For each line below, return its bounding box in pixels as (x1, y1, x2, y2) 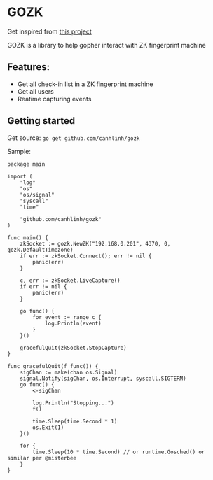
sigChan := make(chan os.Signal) (20, 369, 118, 376)
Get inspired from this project (7, 27, 92, 36)
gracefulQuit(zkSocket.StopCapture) (20, 344, 128, 351)
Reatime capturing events (17, 94, 92, 103)
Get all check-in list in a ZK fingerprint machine (17, 80, 153, 88)
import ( (7, 173, 33, 180)
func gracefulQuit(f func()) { (7, 362, 99, 369)
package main (7, 160, 46, 168)
